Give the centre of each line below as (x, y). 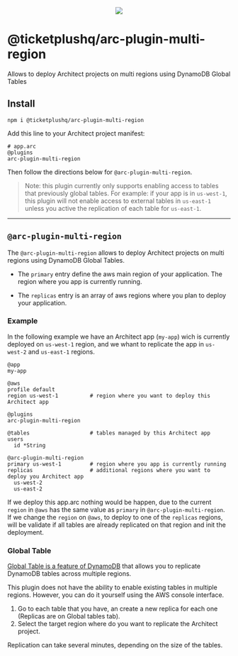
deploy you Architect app (45, 476)
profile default (31, 389)
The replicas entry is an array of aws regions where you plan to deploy (122, 295)
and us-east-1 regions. (62, 351)
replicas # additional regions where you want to (109, 470)
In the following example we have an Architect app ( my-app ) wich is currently (119, 337)
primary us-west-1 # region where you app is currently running (117, 464)
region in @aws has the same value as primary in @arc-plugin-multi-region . (116, 509)
